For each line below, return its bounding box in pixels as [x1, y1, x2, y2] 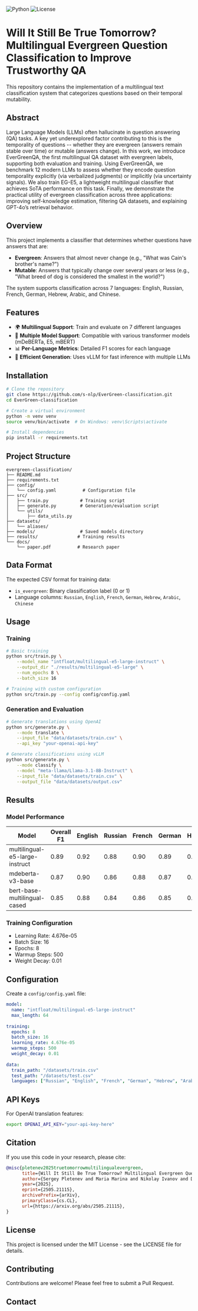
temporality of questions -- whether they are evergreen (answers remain [6, 141, 183, 148]
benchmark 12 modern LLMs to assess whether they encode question [6, 166, 176, 173]
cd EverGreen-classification [6, 397, 78, 403]
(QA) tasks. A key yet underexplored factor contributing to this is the [6, 134, 172, 141]
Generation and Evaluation [6, 705, 84, 713]
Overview [6, 221, 43, 231]
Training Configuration [6, 919, 72, 927]
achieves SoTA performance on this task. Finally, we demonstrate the [6, 185, 174, 192]
